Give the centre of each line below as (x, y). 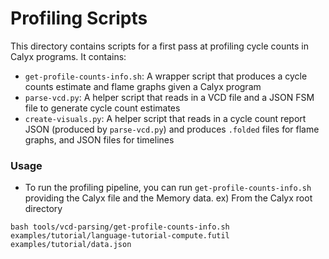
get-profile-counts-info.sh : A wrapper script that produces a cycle (166, 76)
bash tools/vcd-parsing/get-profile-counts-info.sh (120, 227)
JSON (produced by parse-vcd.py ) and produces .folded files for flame (172, 129)
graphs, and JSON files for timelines (99, 139)
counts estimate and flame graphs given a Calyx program (143, 86)
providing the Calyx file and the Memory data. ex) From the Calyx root (168, 198)
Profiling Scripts (79, 18)
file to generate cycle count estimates (102, 108)
